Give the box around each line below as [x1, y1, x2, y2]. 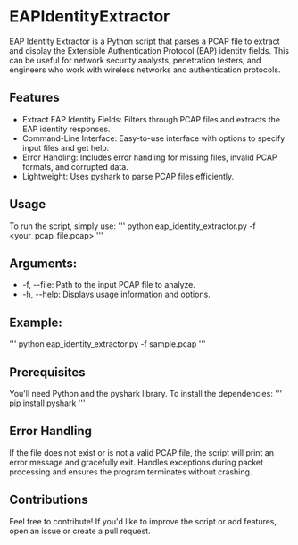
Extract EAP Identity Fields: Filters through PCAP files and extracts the [21, 113, 281, 124]
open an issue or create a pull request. [9, 525, 151, 536]
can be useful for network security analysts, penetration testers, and [9, 54, 261, 65]
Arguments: [9, 256, 78, 271]
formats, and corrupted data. [21, 161, 129, 172]
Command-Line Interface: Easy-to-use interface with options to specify [21, 132, 286, 144]
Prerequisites [9, 365, 86, 380]
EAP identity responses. [21, 123, 111, 134]
